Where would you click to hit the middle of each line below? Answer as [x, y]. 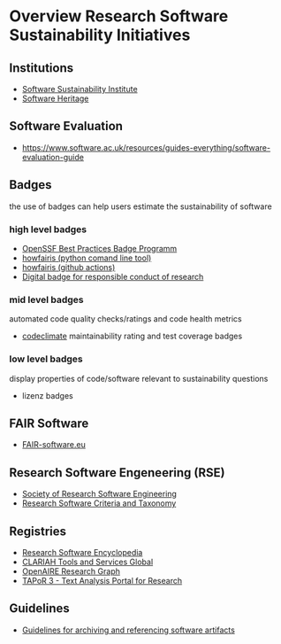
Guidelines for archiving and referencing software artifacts [129, 630]
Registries [38, 531]
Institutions [41, 68]
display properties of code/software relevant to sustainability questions [139, 378]
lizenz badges [47, 395]
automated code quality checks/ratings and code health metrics [126, 319]
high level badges [48, 229]
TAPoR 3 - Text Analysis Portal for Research [102, 580]
